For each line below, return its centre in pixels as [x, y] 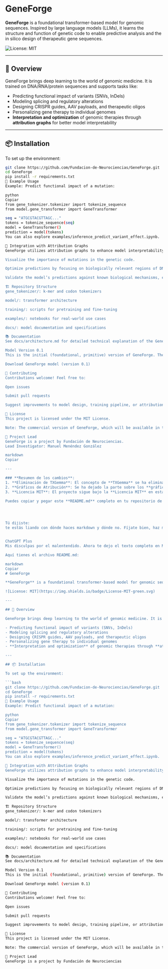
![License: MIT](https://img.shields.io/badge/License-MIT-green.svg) [80, 592]
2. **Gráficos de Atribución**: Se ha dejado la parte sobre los [74, 487]
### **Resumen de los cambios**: [40, 478]
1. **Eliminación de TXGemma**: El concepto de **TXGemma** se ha [76, 482]
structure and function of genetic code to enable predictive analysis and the [83, 33]
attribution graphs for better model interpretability [64, 122]
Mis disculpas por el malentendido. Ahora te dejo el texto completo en [82, 546]
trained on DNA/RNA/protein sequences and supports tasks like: [71, 86]
